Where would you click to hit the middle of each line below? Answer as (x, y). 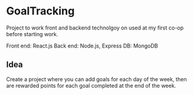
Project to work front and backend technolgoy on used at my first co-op (95, 28)
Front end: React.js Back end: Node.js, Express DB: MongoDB (82, 46)
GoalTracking (40, 11)
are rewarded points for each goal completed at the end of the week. (91, 85)
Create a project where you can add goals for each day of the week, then (96, 79)
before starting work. (32, 34)
